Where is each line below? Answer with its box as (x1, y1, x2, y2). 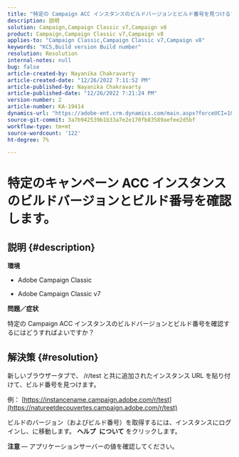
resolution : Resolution (7, 51, 78, 58)
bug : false (7, 63, 40, 70)
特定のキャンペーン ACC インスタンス (7, 175, 226, 191)
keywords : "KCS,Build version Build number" (7, 43, 142, 51)
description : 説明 (7, 17, 60, 24)
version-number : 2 (7, 97, 62, 104)
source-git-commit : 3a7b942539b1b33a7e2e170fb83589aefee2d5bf (7, 116, 196, 123)
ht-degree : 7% (7, 136, 50, 143)
